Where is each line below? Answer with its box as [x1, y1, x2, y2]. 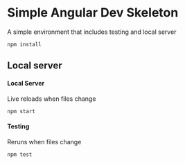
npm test [7, 151, 33, 158]
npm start [7, 108, 36, 115]
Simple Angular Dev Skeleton [7, 5, 179, 21]
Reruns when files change [7, 137, 82, 146]
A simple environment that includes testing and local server [7, 28, 177, 36]
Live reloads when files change [7, 95, 96, 103]
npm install [7, 41, 42, 48]
